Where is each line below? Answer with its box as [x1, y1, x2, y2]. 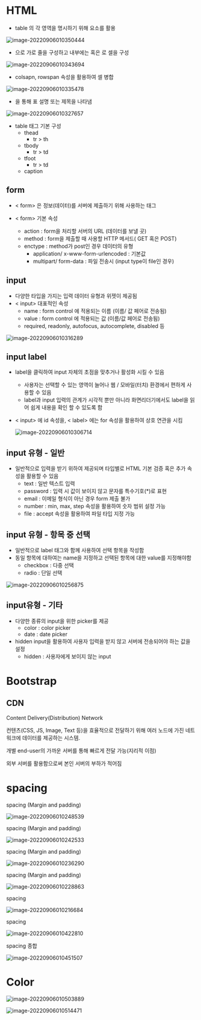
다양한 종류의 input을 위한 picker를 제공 [14, 617, 109, 625]
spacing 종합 [6, 942, 37, 949]
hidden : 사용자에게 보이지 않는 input [23, 652, 111, 660]
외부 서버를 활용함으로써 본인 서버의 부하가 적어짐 [6, 760, 122, 767]
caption [23, 167, 43, 175]
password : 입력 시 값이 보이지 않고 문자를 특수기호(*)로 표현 [23, 488, 167, 495]
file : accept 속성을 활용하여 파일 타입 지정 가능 [23, 510, 135, 517]
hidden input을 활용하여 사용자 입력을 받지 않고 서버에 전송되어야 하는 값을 [14, 637, 191, 645]
